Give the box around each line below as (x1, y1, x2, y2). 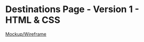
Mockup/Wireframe (5, 31, 47, 37)
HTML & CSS (5, 14, 60, 26)
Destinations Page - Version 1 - (5, 4, 139, 15)
